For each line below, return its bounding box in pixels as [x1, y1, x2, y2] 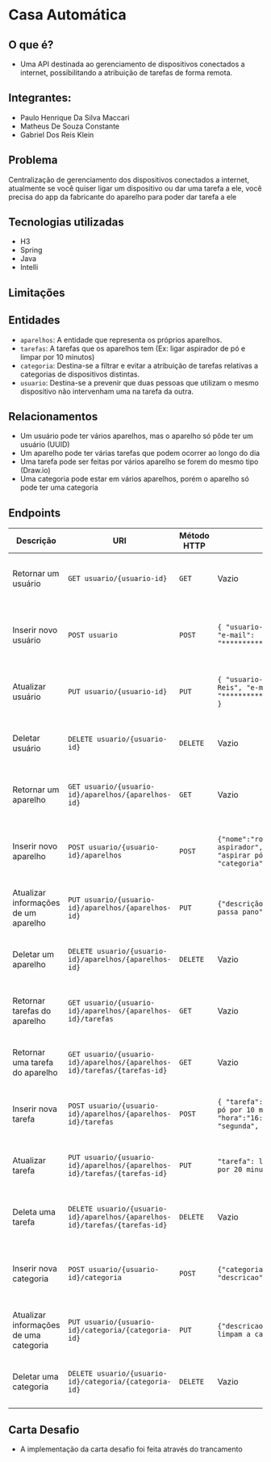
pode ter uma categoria [19, 482, 98, 492]
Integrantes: [8, 91, 72, 105]
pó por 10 [217, 1106, 256, 1114]
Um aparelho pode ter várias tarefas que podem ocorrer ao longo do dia [19, 449, 261, 458]
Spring [19, 245, 43, 255]
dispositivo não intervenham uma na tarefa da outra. [19, 386, 194, 396]
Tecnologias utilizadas [8, 216, 124, 230]
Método [178, 530, 210, 541]
